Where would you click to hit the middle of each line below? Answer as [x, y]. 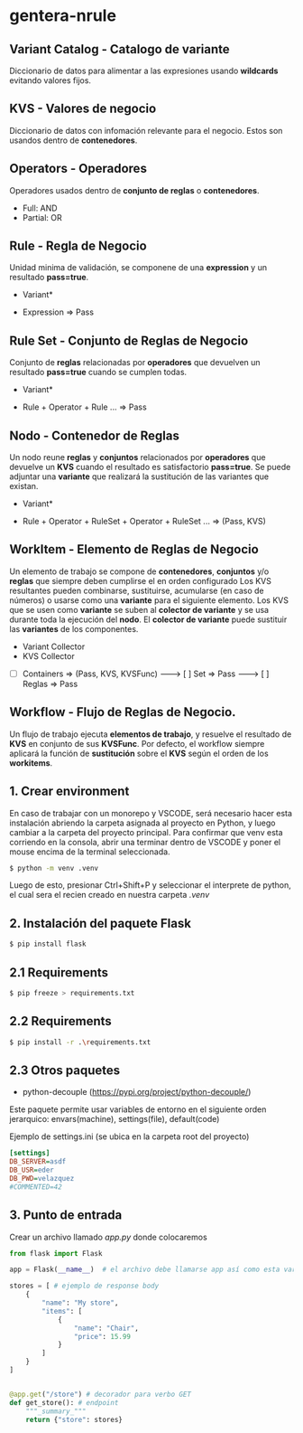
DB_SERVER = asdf [38, 1162]
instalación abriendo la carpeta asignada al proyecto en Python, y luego [142, 823]
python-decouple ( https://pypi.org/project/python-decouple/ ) [137, 1092]
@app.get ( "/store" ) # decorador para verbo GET [101, 1394]
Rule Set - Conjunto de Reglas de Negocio [129, 340]
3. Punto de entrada [66, 1216]
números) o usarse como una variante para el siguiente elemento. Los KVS [149, 600]
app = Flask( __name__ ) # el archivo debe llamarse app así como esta [145, 1270]
